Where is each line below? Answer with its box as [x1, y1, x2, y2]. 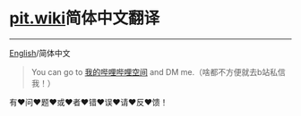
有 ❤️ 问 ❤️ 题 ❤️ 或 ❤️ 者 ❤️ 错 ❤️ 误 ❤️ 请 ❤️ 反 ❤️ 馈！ [9, 96, 168, 107]
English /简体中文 [9, 47, 71, 58]
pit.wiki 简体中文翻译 [9, 8, 160, 29]
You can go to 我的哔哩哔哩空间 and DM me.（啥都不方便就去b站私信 [30, 66, 287, 77]
